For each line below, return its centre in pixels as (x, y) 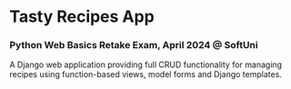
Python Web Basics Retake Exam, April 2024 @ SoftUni (134, 45)
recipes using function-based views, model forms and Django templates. (145, 74)
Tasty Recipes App (82, 17)
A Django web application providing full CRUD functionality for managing (146, 64)
